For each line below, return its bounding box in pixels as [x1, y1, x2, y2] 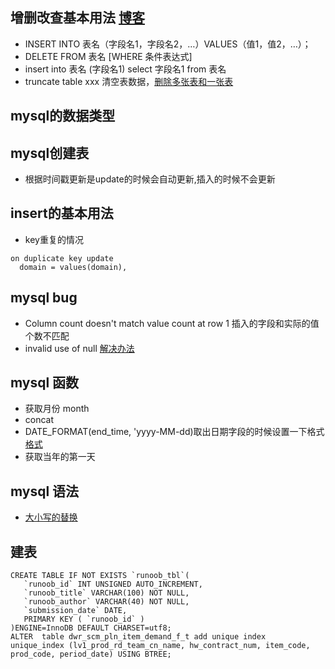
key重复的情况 [24, 233, 84, 245]
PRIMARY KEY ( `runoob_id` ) [23, 614, 145, 625]
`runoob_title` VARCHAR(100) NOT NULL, [23, 588, 190, 598]
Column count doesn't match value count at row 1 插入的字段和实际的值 [24, 317, 320, 329]
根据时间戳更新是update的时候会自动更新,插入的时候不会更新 [24, 173, 276, 185]
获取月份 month [24, 403, 90, 415]
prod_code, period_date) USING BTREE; [10, 649, 172, 660]
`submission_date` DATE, [23, 606, 128, 616]
